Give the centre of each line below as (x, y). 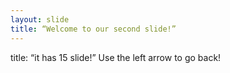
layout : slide (40, 19)
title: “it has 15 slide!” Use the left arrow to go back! (116, 57)
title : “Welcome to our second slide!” (93, 29)
